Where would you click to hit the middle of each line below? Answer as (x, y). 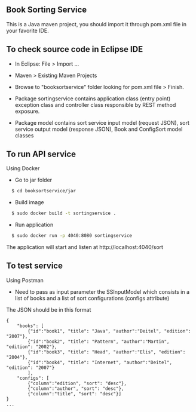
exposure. (27, 111)
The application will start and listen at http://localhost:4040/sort (85, 247)
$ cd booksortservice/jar (44, 191)
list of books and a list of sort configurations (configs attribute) (92, 298)
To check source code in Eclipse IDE (75, 49)
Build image (29, 202)
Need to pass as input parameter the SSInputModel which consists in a (102, 291)
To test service (34, 266)
